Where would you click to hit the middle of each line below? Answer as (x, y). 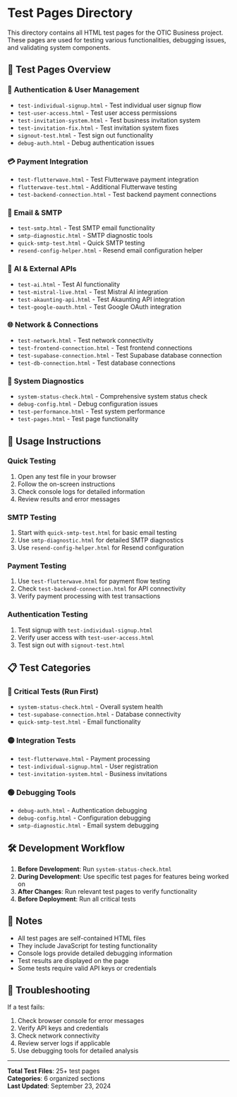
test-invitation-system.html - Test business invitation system (109, 120)
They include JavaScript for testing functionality (87, 945)
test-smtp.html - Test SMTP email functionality (86, 228)
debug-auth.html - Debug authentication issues (86, 143)
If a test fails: (26, 1007)
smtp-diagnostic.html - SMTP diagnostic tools (85, 236)
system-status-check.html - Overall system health (90, 707)
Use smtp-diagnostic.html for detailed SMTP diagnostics (101, 540)
